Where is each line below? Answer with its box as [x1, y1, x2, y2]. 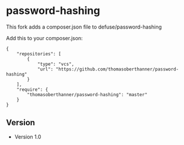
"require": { [16, 86, 48, 93]
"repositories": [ [16, 51, 61, 56]
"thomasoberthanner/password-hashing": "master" [27, 91, 148, 97]
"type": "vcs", [37, 61, 75, 67]
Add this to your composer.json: [6, 34, 83, 41]
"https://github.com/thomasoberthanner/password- [55, 66, 179, 72]
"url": [37, 66, 54, 72]
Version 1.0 [14, 133, 41, 140]
